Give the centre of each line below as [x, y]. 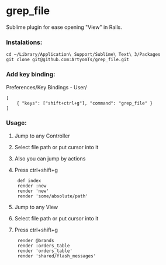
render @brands [36, 240]
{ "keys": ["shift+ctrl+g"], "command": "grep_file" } [85, 103]
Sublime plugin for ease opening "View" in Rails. [64, 27]
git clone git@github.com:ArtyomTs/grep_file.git [68, 60]
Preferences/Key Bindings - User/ [46, 87]
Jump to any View [36, 207]
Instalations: [24, 42]
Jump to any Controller [42, 136]
